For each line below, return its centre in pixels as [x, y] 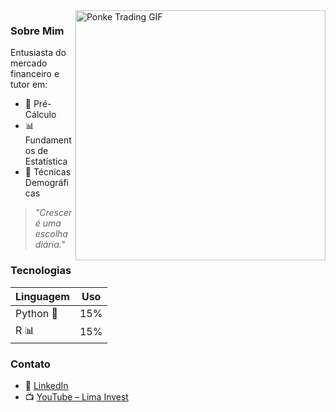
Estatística [46, 161]
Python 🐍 [36, 313]
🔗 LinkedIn [46, 385]
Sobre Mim [37, 31]
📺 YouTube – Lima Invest [76, 396]
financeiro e [35, 74]
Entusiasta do [38, 53]
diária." [50, 245]
